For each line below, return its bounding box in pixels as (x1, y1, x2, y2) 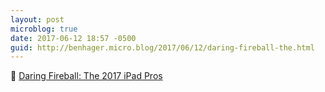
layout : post (10, 14, 65, 25)
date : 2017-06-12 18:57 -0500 (10, 33, 137, 43)
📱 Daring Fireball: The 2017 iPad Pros (10, 70, 163, 82)
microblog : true (10, 24, 78, 34)
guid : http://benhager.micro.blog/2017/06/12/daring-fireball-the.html (10, 42, 315, 53)
